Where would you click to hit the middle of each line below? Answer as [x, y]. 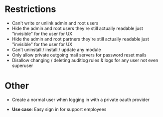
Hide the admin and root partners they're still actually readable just [80, 39]
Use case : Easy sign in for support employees [59, 109]
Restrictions [30, 9]
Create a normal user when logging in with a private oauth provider [81, 99]
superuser [22, 65]
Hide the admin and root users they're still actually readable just [77, 28]
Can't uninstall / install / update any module [56, 49]
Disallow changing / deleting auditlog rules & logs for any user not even [85, 60]
